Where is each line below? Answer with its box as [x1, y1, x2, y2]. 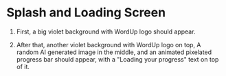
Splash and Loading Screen [6, 5, 166, 21]
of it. [16, 62, 30, 71]
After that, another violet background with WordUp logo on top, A [16, 40, 201, 49]
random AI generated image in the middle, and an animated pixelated [16, 48, 212, 56]
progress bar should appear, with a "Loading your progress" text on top [16, 55, 219, 63]
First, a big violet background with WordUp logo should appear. [16, 27, 196, 36]
